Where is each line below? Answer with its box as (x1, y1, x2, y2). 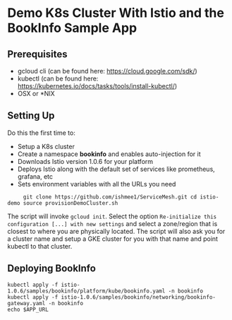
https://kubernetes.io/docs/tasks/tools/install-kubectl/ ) (17, 82, 178, 90)
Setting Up (7, 109, 55, 122)
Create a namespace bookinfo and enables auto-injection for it (17, 150, 201, 158)
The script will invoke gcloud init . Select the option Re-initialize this (7, 212, 217, 220)
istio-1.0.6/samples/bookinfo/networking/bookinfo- (61, 293, 216, 301)
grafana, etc (17, 172, 54, 181)
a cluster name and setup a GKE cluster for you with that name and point (7, 235, 219, 243)
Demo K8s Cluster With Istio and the (7, 5, 224, 21)
